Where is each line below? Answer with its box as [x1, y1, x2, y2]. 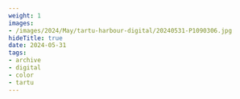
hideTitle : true [8, 34, 63, 42]
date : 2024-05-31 [8, 42, 67, 49]
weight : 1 [8, 11, 42, 20]
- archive [8, 57, 42, 65]
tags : [8, 49, 27, 57]
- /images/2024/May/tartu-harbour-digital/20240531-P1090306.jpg [8, 26, 232, 34]
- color [8, 71, 35, 79]
